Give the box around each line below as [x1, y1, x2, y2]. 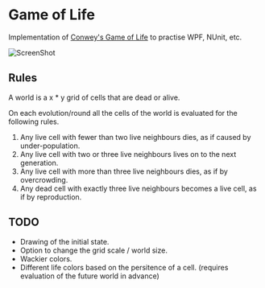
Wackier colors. [19, 253, 72, 263]
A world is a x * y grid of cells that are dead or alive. [8, 93, 180, 102]
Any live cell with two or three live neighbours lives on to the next [19, 149, 237, 158]
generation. [19, 158, 59, 167]
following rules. [8, 117, 60, 126]
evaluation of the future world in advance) [19, 271, 159, 281]
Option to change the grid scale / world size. [19, 245, 168, 255]
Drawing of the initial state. [19, 237, 110, 246]
